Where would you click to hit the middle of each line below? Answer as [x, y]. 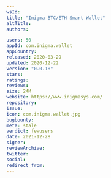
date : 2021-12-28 [29, 137]
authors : [17, 29]
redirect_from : [26, 165]
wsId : [13, 12]
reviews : [17, 86]
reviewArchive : [26, 148]
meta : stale [21, 125]
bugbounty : [20, 120]
